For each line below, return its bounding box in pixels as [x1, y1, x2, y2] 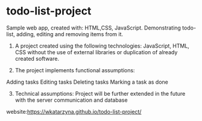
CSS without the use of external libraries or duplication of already [14, 48, 178, 55]
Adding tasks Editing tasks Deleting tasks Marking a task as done [6, 78, 169, 85]
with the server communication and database [14, 96, 128, 104]
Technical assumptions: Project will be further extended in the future [14, 90, 186, 97]
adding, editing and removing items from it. [16, 30, 124, 37]
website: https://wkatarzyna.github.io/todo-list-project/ [6, 108, 142, 115]
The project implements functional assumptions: [14, 66, 135, 73]
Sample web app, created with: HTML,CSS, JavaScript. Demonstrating [6, 24, 181, 31]
